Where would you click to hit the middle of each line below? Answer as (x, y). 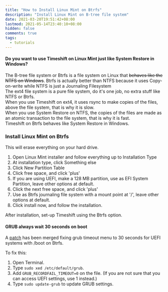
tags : (11, 38)
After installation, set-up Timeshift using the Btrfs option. (64, 215)
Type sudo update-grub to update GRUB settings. (63, 284)
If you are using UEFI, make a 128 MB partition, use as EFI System (80, 179)
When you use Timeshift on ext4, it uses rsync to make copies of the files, (81, 102)
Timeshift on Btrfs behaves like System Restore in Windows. (67, 123)
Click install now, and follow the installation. (57, 205)
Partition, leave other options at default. (53, 184)
